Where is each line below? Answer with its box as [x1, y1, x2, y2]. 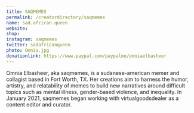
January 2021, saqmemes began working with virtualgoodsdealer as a [6, 95, 179, 102]
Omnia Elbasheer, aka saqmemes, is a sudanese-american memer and [6, 69, 180, 76]
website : [6, 25, 28, 32]
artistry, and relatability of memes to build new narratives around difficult [6, 81, 185, 89]
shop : [6, 31, 20, 37]
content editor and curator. [6, 101, 72, 108]
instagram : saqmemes [6, 36, 58, 42]
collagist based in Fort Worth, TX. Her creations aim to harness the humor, [6, 76, 189, 83]
